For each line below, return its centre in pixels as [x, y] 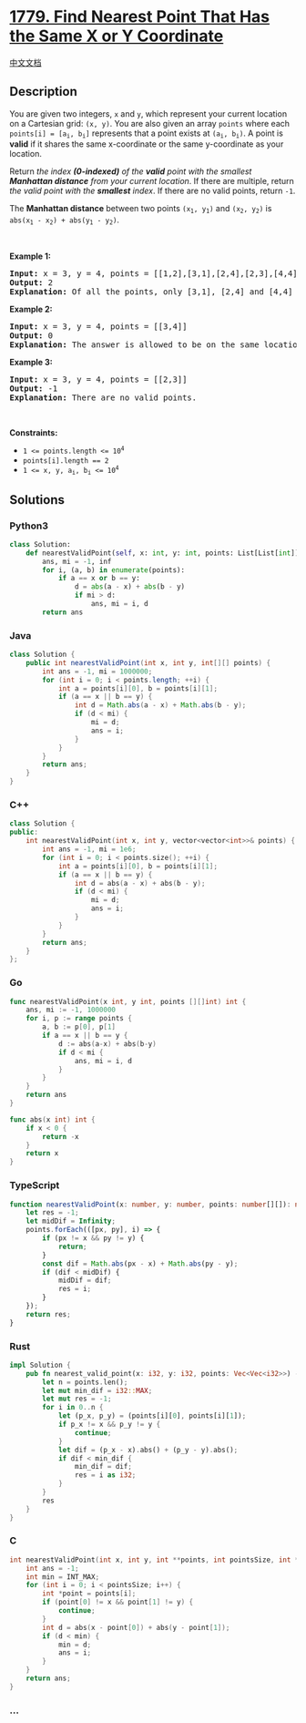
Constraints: [34, 432]
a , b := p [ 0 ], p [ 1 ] [79, 1027]
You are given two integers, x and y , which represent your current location [148, 113]
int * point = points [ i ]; [89, 1594]
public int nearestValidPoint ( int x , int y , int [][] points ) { [148, 662]
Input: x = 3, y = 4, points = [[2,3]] [98, 379]
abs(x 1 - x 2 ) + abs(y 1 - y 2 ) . [65, 220]
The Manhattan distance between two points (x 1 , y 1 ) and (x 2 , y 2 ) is [141, 209]
